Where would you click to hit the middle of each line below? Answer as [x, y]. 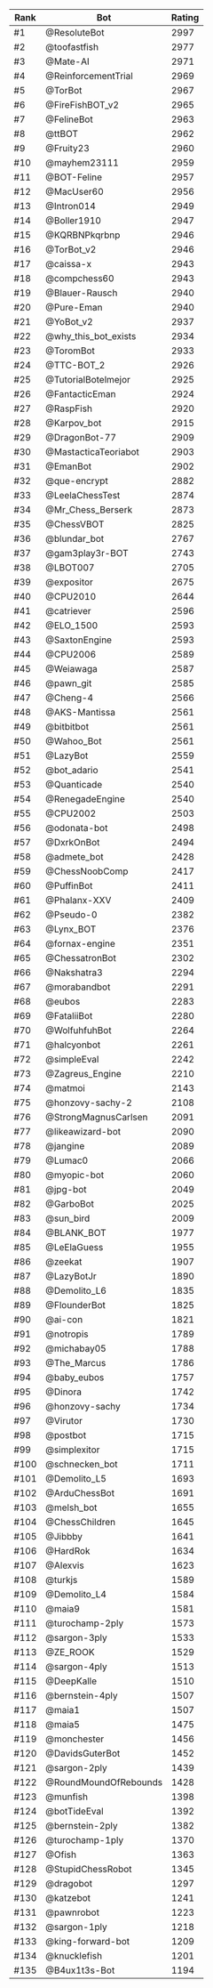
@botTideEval [75, 1811]
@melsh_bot [71, 1507]
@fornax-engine [80, 944]
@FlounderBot [76, 1305]
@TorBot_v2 [71, 250]
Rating [185, 17]
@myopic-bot [75, 1175]
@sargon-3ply [77, 1638]
